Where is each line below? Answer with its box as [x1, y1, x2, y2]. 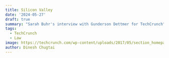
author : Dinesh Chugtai [5, 45, 55, 50]
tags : [5, 26, 17, 31]
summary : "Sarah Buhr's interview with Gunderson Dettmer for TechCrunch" [5, 21, 165, 27]
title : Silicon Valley [5, 7, 53, 13]
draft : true [5, 17, 30, 22]
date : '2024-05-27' [5, 12, 46, 17]
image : [5, 40, 19, 45]
